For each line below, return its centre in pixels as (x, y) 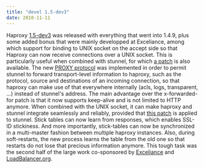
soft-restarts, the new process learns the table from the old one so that (96, 139)
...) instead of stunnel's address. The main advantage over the (85, 93)
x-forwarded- (181, 93)
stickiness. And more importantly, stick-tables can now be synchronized (104, 126)
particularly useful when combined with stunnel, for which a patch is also (98, 61)
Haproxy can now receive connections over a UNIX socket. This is (89, 54)
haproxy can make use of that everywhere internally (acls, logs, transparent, (102, 87)
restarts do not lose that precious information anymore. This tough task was (102, 145)
